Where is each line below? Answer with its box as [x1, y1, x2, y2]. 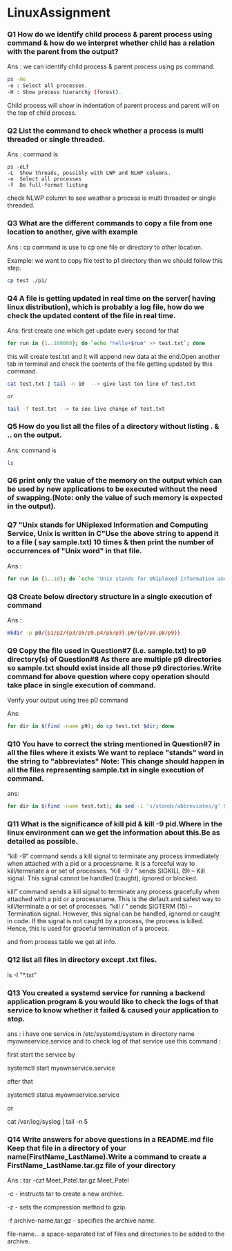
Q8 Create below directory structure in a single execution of [7, 591, 213, 601]
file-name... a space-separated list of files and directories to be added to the [7, 1230, 225, 1239]
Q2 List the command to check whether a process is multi [7, 126, 204, 136]
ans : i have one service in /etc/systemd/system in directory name [7, 1030, 195, 1038]
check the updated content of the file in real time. [7, 311, 176, 320]
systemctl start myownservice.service [7, 1064, 115, 1073]
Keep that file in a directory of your [7, 1143, 126, 1153]
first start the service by [7, 1050, 76, 1059]
